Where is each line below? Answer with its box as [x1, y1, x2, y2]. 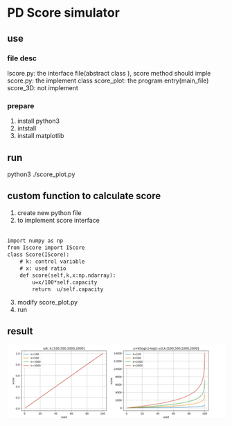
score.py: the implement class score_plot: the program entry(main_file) [7, 76, 209, 85]
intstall [17, 124, 37, 133]
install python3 [17, 117, 60, 126]
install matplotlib [17, 132, 64, 140]
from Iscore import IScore [7, 244, 85, 251]
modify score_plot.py [17, 298, 78, 306]
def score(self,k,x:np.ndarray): [19, 272, 116, 279]
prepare [7, 101, 35, 110]
